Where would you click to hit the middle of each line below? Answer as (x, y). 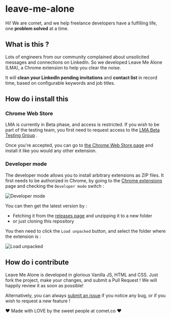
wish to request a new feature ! (38, 301)
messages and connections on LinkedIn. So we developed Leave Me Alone (84, 62)
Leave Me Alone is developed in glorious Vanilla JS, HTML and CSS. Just (82, 275)
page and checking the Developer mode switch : (55, 186)
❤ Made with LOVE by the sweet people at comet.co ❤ (63, 311)
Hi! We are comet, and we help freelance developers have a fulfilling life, (81, 23)
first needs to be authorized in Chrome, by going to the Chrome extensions (84, 180)
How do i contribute (37, 263)
